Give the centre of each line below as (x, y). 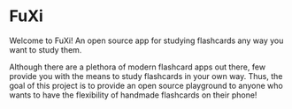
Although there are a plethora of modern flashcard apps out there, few (138, 67)
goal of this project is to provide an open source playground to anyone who (146, 85)
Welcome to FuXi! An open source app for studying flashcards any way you (146, 40)
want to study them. (46, 49)
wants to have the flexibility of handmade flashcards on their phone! (133, 95)
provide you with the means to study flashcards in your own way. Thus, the (146, 76)
